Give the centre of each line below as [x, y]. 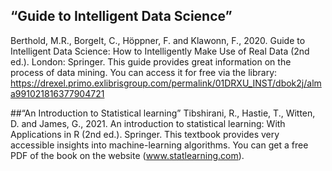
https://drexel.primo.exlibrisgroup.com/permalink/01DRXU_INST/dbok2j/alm [166, 83]
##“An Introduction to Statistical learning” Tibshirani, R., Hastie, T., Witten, [163, 113]
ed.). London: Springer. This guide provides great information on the [151, 61]
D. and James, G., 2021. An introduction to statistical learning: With [148, 123]
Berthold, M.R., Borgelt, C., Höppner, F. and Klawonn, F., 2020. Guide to [158, 40]
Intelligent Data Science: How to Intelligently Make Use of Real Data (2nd [160, 51]
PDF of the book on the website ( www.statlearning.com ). [127, 155]
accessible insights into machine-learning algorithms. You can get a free [159, 145]
